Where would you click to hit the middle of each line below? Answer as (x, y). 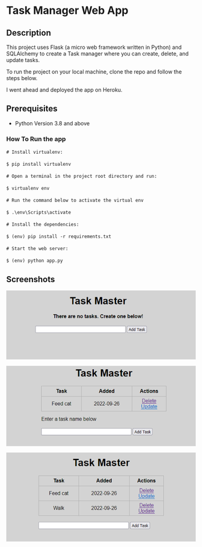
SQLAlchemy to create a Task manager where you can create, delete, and (98, 54)
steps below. (22, 78)
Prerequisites (32, 109)
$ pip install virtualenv (38, 164)
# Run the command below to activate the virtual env (75, 201)
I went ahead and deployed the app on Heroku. (64, 90)
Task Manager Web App (67, 11)
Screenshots (31, 279)
